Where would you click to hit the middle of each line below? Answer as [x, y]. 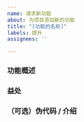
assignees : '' [28, 39]
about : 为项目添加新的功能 [41, 20]
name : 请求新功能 [29, 13]
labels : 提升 [25, 33]
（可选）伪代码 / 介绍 [42, 111]
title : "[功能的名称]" [37, 26]
